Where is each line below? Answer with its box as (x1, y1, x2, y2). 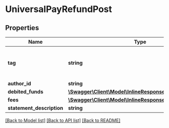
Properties (5, 24, 39, 32)
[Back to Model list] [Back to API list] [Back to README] (5, 117, 121, 123)
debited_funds (8, 88, 44, 95)
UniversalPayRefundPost (5, 4, 112, 15)
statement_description (8, 104, 63, 111)
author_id (8, 80, 31, 87)
